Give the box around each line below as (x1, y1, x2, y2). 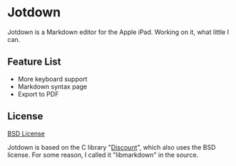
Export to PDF (17, 89, 59, 98)
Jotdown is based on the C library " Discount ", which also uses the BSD (7, 143, 216, 151)
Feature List (7, 56, 61, 68)
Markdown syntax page (17, 82, 88, 91)
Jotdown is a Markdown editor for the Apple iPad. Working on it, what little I (7, 28, 230, 36)
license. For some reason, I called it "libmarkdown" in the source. (7, 150, 199, 159)
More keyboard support (17, 74, 88, 83)
